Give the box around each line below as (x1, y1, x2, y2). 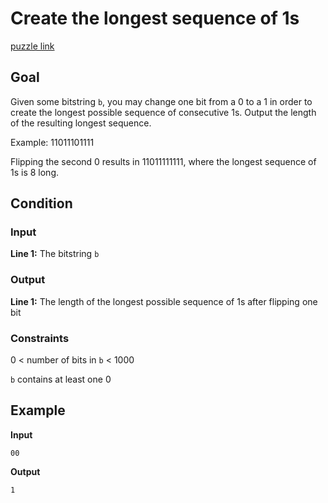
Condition (10, 195, 73, 212)
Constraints (10, 331, 70, 345)
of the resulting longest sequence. (10, 117, 152, 129)
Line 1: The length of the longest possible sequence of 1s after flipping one (10, 295, 318, 307)
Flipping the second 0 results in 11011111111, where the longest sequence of (10, 155, 317, 167)
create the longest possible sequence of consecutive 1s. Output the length (10, 106, 317, 118)
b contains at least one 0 (10, 373, 112, 386)
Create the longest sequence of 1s (10, 7, 300, 30)
